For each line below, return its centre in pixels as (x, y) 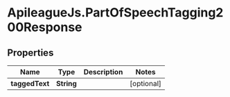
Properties (30, 53)
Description (103, 72)
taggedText (30, 84)
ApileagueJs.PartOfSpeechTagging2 (115, 13)
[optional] (145, 84)
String (67, 84)
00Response (45, 27)
